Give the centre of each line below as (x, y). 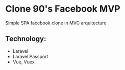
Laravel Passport (30, 56)
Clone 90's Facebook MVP (63, 9)
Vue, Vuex (23, 62)
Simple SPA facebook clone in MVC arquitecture (56, 23)
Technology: (26, 39)
